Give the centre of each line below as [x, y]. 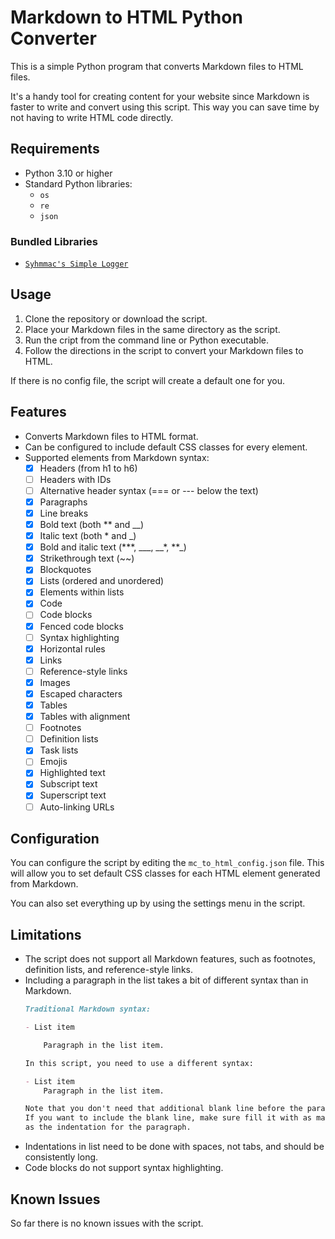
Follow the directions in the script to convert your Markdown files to [164, 350]
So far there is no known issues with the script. [107, 1223]
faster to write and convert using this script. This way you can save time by [165, 107]
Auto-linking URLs [77, 807]
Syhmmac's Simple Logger [76, 264]
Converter [53, 38]
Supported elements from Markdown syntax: [117, 457]
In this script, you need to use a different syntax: [139, 1063]
